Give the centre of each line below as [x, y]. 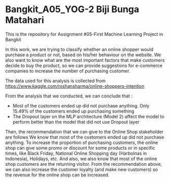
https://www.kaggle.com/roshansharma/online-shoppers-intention [75, 86]
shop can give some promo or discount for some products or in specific [80, 148]
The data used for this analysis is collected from [56, 81]
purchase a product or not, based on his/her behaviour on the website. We [83, 55]
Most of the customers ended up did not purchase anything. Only [81, 105]
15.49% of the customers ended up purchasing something [73, 111]
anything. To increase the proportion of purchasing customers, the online [82, 142]
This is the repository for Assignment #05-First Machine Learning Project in [84, 34]
